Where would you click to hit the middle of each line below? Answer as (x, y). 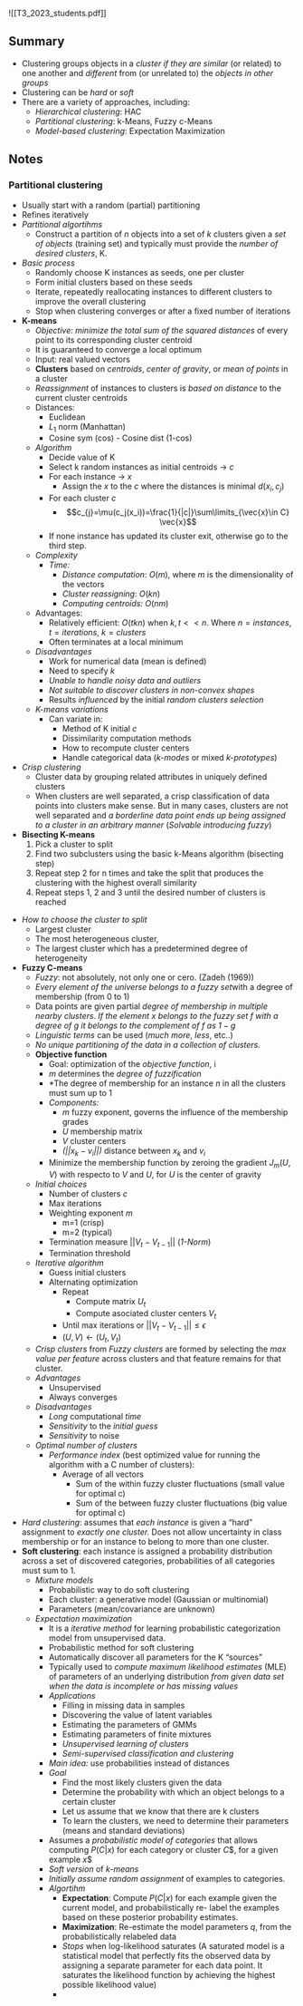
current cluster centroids (81, 397)
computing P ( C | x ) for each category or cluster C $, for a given (163, 1849)
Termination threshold (90, 1254)
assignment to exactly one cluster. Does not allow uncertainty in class (151, 1532)
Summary (37, 41)
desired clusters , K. (71, 253)
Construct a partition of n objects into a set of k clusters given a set (161, 234)
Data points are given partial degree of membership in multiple (151, 1006)
